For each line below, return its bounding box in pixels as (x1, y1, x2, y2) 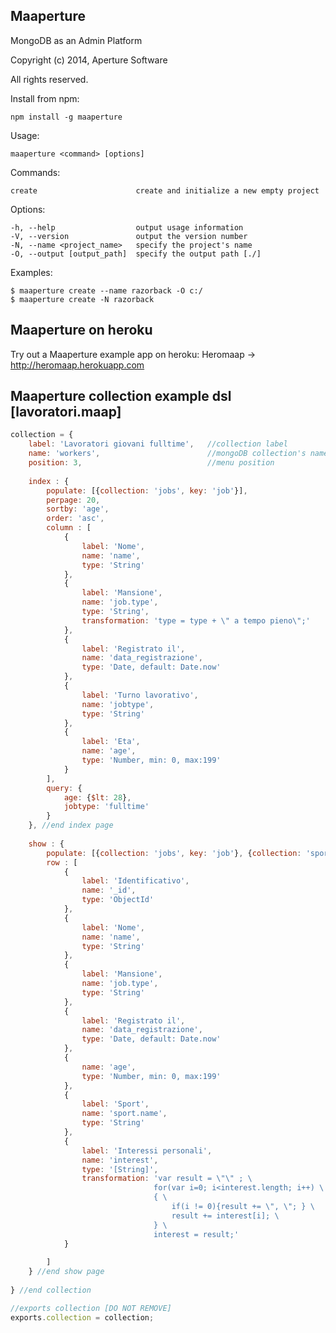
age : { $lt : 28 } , (63, 792, 132, 803)
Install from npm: (10, 92, 80, 104)
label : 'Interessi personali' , (81, 1145, 213, 1156)
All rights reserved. (10, 73, 89, 85)
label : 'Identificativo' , (81, 876, 190, 886)
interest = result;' (153, 1229, 240, 1239)
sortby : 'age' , (46, 504, 110, 514)
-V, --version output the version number (10, 231, 248, 241)
